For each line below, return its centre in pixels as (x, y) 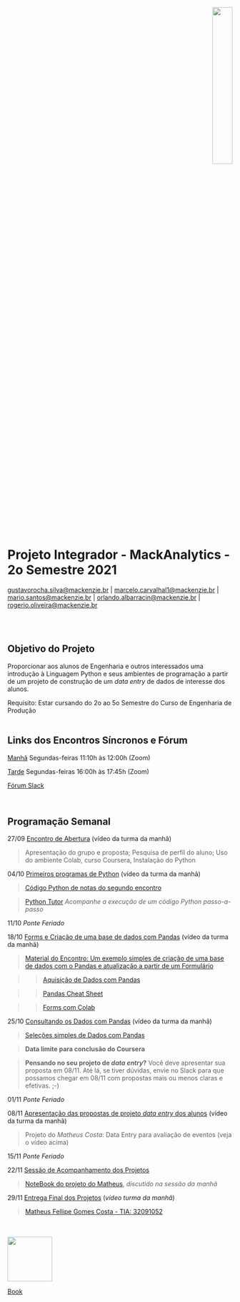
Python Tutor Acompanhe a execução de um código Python (113, 902)
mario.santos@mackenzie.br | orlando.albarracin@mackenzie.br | (104, 597)
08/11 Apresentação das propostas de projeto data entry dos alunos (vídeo (117, 1113)
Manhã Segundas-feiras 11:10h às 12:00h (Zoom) (79, 757)
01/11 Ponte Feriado (36, 1100)
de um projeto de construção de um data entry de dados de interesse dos (116, 681)
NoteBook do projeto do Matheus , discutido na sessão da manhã (121, 1184)
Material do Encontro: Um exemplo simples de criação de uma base (124, 958)
